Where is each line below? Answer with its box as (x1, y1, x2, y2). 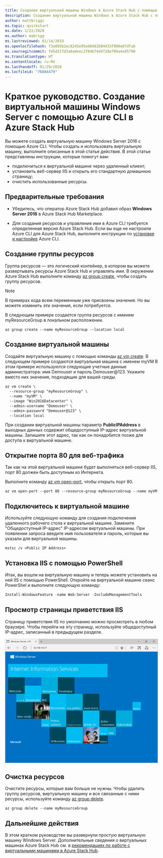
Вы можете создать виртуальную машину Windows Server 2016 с (5, 138, 141, 144)
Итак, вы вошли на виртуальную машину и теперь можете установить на (5, 572, 158, 578)
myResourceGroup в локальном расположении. (5, 317, 103, 323)
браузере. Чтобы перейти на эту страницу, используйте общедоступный (5, 624, 157, 630)
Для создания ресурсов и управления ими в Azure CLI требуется (12, 220, 148, 226)
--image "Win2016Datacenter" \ (9, 398, 73, 404)
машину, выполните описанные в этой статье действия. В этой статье (5, 149, 151, 154)
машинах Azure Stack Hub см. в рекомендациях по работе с (5, 842, 130, 848)
